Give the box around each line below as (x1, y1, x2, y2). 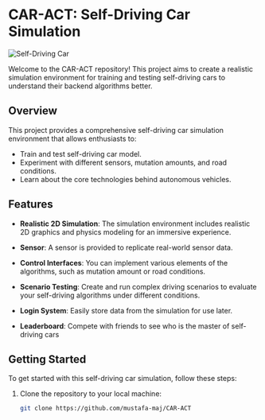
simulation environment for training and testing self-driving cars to (8, 72, 225, 82)
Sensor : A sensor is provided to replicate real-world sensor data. (19, 243, 233, 252)
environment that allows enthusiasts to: (8, 134, 137, 143)
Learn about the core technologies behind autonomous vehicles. (19, 174, 232, 184)
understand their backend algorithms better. (8, 81, 153, 91)
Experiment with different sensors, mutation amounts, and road (19, 157, 228, 167)
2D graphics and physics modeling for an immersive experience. (19, 227, 232, 236)
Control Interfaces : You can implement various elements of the (19, 258, 228, 267)
